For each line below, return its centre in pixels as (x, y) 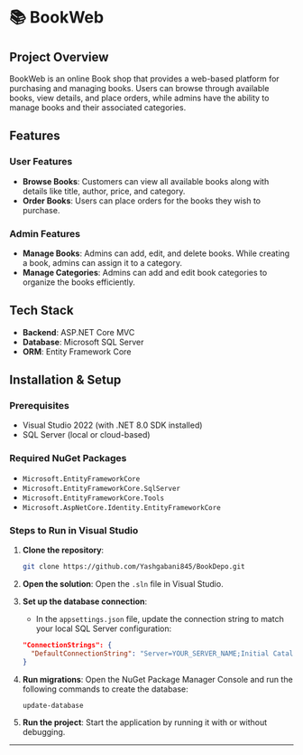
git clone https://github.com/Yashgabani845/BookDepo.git (133, 567)
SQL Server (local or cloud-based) (86, 435)
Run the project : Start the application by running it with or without (145, 722)
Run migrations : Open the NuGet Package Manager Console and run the (157, 679)
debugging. (44, 732)
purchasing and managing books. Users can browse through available (139, 88)
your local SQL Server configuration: (104, 628)
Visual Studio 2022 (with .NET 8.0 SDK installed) (112, 425)
